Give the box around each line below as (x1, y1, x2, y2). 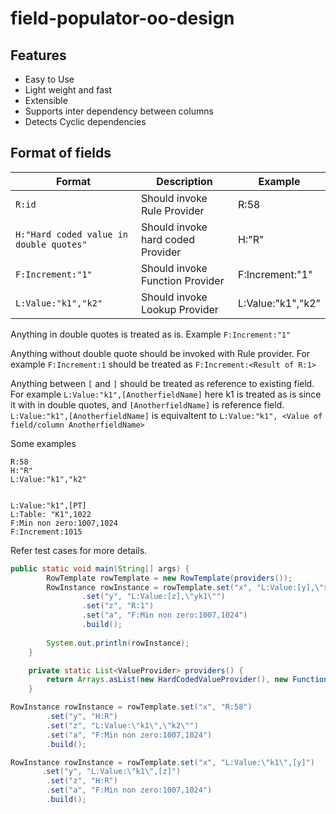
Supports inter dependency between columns (24, 105, 214, 117)
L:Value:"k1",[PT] (10, 500, 87, 511)
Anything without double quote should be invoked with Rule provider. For (10, 347, 311, 359)
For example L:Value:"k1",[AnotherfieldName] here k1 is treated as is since (10, 388, 322, 400)
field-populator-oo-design (10, 7, 235, 30)
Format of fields (10, 145, 112, 162)
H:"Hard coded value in (15, 228, 129, 240)
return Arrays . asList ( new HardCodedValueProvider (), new (46, 675, 288, 685)
